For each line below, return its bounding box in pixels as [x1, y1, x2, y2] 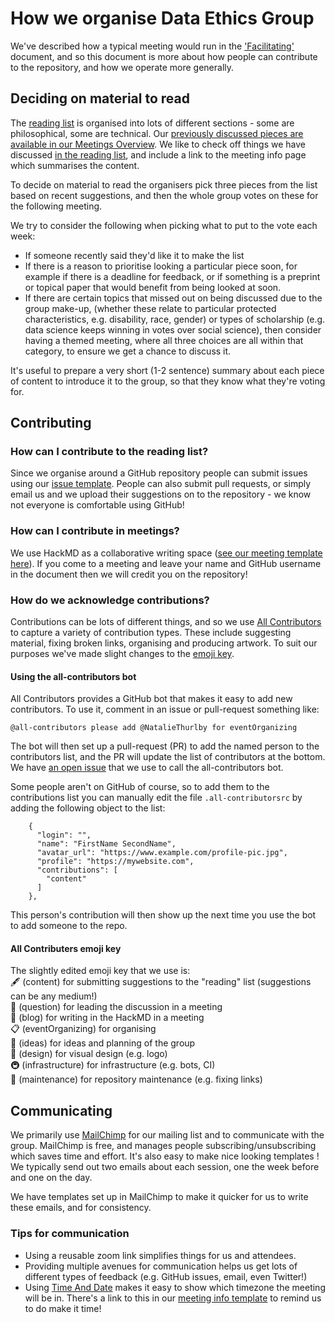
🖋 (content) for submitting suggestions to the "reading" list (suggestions [10, 976, 312, 988]
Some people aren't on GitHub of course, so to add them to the [10, 781, 270, 793]
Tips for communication [10, 1227, 130, 1241]
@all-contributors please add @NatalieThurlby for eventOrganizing [10, 723, 298, 733]
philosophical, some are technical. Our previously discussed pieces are [10, 127, 304, 139]
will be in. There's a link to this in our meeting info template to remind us [24, 1292, 322, 1304]
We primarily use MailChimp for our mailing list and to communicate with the [10, 1129, 325, 1141]
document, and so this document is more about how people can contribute [10, 50, 318, 62]
